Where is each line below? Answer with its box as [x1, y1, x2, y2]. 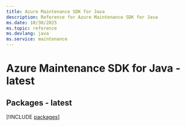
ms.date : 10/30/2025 [6, 20, 58, 25]
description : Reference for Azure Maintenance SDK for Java [6, 14, 159, 20]
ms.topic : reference [6, 25, 58, 31]
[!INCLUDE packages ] [6, 114, 60, 120]
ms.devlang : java [6, 31, 49, 37]
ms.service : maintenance [6, 36, 68, 42]
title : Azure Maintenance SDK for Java [6, 8, 105, 15]
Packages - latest [6, 98, 72, 108]
